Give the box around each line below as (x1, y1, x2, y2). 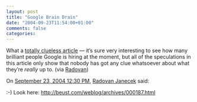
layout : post (6, 8, 39, 15)
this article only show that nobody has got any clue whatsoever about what (6, 60, 190, 67)
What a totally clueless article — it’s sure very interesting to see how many (6, 47, 188, 54)
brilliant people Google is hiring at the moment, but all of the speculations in (6, 53, 191, 60)
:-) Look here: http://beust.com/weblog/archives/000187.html (6, 89, 156, 96)
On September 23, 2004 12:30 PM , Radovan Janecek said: (6, 78, 150, 85)
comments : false (6, 25, 46, 31)
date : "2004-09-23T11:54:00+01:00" (6, 20, 94, 26)
